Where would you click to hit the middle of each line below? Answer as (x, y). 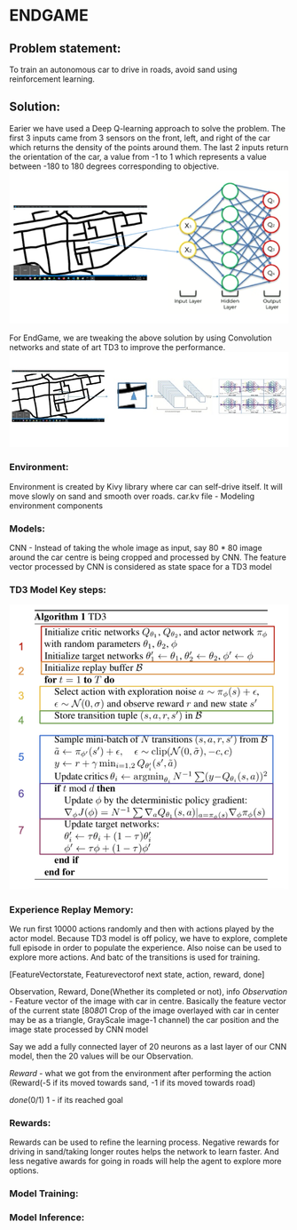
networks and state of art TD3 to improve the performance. (117, 347)
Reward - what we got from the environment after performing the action (141, 1073)
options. (24, 1170)
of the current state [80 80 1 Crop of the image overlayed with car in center (144, 1010)
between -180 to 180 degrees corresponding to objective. (114, 166)
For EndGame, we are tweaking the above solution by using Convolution (141, 338)
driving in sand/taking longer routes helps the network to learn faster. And (144, 1152)
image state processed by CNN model (79, 1029)
